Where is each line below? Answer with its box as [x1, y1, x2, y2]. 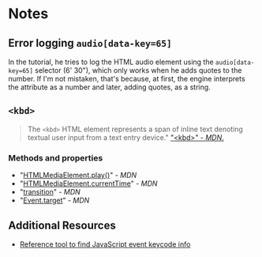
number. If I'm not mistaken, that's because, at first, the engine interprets [8, 74, 246, 83]
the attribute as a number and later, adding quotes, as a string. [8, 82, 211, 92]
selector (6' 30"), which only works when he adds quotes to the [35, 66, 242, 75]
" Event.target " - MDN [19, 195, 90, 206]
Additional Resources [8, 218, 116, 232]
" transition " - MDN [19, 187, 80, 197]
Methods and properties [8, 152, 103, 163]
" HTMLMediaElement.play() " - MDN [19, 171, 137, 180]
